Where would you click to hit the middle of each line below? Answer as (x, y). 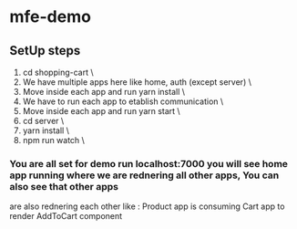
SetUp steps (45, 51)
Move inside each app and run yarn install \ (103, 92)
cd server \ (43, 121)
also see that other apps (64, 186)
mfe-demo (50, 17)
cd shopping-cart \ (58, 72)
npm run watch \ (53, 140)
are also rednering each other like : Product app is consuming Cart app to (147, 206)
